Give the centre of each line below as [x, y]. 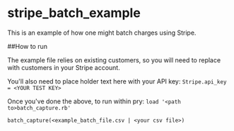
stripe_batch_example [74, 13]
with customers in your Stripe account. [64, 67]
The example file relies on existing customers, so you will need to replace [114, 60]
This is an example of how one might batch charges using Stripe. [102, 33]
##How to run [28, 46]
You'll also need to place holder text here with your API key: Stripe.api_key [117, 81]
